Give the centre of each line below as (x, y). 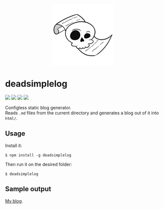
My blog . (14, 201)
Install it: (14, 145)
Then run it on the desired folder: (39, 164)
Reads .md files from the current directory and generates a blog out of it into (82, 113)
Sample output (28, 189)
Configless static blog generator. (38, 107)
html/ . (11, 118)
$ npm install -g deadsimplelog (38, 155)
